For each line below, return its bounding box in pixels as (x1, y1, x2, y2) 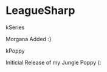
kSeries (5, 24, 25, 31)
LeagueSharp (5, 4, 75, 18)
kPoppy (5, 47, 25, 54)
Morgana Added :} (5, 35, 52, 42)
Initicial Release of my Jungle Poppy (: (5, 59, 102, 66)
